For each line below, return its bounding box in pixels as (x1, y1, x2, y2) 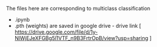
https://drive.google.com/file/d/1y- (14, 28, 98, 35)
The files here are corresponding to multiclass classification (6, 5, 151, 12)
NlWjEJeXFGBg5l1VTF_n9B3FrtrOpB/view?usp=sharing (14, 35, 148, 41)
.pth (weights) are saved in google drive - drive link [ (14, 23, 142, 29)
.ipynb (14, 16, 30, 23)
